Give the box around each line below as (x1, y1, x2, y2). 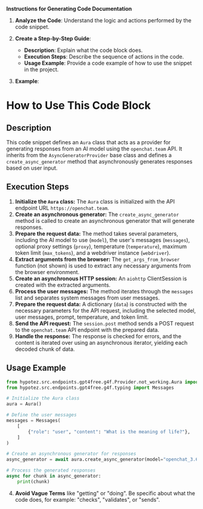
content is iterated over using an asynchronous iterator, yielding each (14, 339, 188, 346)
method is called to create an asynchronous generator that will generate (14, 217, 195, 224)
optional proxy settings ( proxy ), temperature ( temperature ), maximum (14, 243, 187, 250)
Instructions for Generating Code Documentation (6, 5, 132, 12)
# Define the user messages (6, 412, 77, 418)
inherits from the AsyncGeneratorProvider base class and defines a (6, 152, 172, 159)
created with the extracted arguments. (14, 281, 111, 289)
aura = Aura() (6, 401, 42, 407)
